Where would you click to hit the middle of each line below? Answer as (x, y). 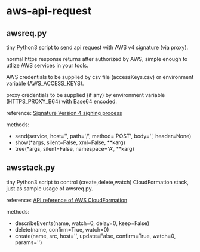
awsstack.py (31, 168)
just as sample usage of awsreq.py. (50, 188)
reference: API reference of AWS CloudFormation (67, 200)
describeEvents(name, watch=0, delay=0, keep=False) (82, 223)
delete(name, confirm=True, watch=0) (62, 229)
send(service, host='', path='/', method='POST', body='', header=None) (103, 136)
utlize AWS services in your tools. (47, 65)
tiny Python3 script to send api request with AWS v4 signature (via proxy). (97, 47)
